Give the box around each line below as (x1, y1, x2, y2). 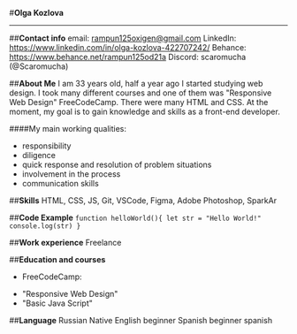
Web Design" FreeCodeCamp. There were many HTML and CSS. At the (9, 97, 269, 107)
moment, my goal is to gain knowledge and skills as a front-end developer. (9, 106, 280, 117)
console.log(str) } (9, 222, 81, 231)
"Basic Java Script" (21, 298, 93, 308)
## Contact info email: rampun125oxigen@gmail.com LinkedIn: (9, 33, 237, 43)
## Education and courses (9, 254, 106, 264)
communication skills (21, 178, 99, 188)
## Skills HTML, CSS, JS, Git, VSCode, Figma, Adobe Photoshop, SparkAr (9, 195, 277, 206)
